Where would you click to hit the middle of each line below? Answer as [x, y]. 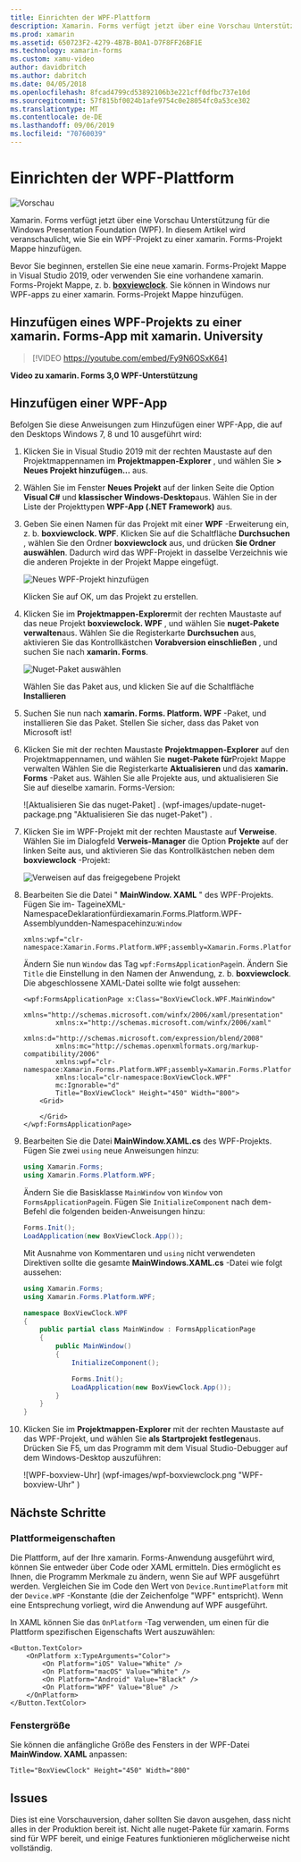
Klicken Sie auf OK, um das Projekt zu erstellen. [111, 597]
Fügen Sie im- [49, 904]
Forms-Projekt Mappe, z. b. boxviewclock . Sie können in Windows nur [140, 285]
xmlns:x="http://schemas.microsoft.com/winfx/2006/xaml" [163, 1023]
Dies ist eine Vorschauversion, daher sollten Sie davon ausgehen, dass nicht [150, 1819]
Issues [29, 1798]
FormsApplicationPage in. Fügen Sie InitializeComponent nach [136, 1202]
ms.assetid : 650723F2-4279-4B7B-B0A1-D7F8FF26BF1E [106, 42]
